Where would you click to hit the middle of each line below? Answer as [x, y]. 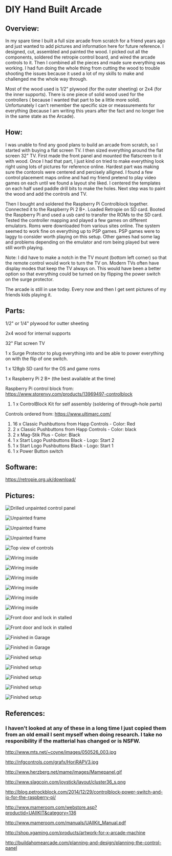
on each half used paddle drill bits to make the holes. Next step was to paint [85, 188]
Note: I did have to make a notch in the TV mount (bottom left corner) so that [86, 257]
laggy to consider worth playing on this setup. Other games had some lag [83, 236]
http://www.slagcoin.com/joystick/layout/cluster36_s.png [66, 781]
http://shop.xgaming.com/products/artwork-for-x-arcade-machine [76, 832]
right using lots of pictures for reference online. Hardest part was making [82, 166]
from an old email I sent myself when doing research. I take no [84, 734]
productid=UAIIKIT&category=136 [41, 812]
